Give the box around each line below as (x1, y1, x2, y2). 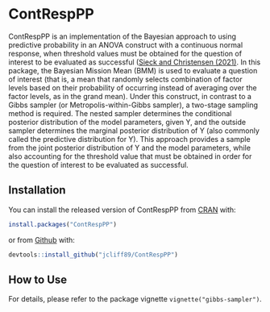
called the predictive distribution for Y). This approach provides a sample (8, 134, 251, 144)
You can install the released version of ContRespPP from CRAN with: (8, 205, 236, 214)
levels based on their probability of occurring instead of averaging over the (8, 82, 257, 93)
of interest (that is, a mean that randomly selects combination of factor (8, 74, 243, 84)
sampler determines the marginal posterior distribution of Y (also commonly (8, 126, 260, 135)
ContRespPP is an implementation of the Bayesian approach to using (8, 31, 236, 41)
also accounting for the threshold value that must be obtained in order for (8, 151, 252, 161)
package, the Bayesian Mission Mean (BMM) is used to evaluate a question (8, 65, 258, 75)
